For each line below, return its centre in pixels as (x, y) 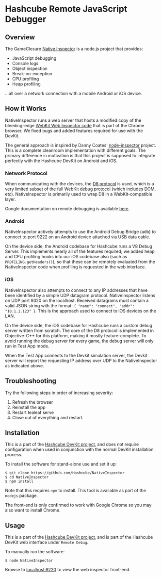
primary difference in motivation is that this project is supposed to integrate (80, 155)
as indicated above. (25, 365)
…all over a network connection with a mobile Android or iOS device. (73, 93)
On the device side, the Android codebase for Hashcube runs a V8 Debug (79, 247)
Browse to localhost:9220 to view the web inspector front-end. (68, 570)
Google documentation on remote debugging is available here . (67, 209)
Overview (20, 37)
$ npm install (19, 481)
